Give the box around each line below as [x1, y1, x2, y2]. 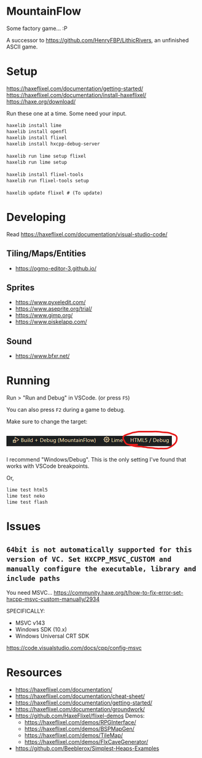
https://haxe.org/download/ [6, 98, 76, 105]
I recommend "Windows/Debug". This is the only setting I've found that [6, 456, 187, 463]
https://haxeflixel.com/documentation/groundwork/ [15, 706, 146, 713]
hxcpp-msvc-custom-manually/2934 [6, 595, 100, 603]
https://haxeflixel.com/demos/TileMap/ [24, 732, 123, 739]
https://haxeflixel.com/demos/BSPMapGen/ [24, 725, 135, 733]
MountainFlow [6, 4, 82, 18]
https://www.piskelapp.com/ [15, 318, 87, 326]
